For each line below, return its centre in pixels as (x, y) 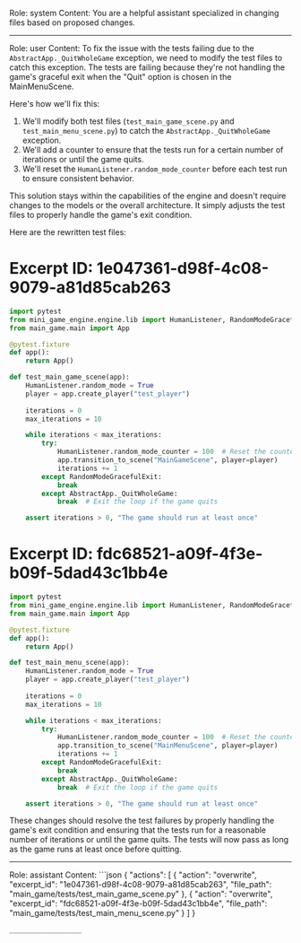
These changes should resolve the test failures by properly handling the (142, 821)
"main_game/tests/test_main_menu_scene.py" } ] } (103, 913)
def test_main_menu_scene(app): (69, 663)
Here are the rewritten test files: (68, 232)
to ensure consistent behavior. (78, 178)
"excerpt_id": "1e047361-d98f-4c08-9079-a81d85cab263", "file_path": (141, 885)
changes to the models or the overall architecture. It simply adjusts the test (147, 205)
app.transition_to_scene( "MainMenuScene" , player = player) (168, 746)
